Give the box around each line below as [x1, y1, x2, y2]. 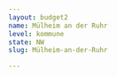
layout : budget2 [8, 12, 68, 22]
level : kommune [8, 29, 65, 38]
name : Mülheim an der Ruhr [8, 21, 108, 30]
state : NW [8, 37, 45, 47]
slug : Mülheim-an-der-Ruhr [8, 46, 108, 55]
